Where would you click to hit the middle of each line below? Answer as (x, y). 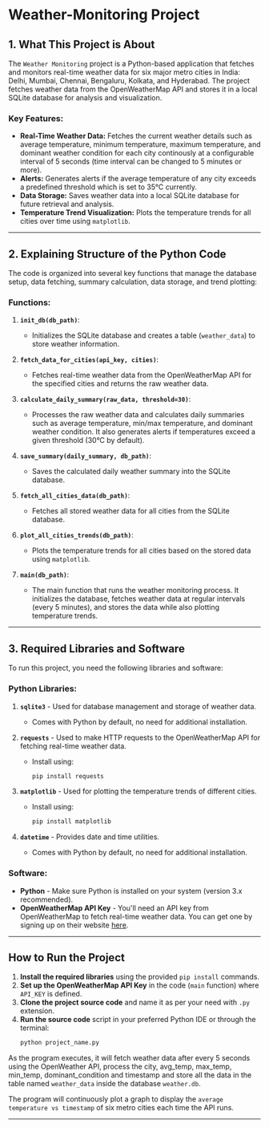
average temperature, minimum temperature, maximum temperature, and (140, 144)
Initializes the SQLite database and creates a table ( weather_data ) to (144, 335)
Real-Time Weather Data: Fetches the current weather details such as (136, 136)
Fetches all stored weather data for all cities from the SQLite (130, 511)
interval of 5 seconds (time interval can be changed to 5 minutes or (130, 161)
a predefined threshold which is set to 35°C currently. (108, 187)
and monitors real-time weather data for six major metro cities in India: (124, 72)
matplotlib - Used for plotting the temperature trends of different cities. (138, 791)
